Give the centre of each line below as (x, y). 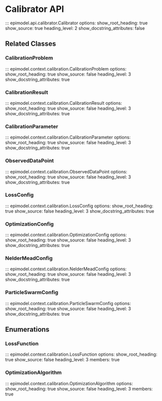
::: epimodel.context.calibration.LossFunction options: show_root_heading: (81, 354)
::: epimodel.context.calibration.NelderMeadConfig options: (66, 269)
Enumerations (27, 330)
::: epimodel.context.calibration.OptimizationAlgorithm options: (69, 383)
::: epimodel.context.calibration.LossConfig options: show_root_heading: (79, 206)
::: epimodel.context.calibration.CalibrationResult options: (64, 103)
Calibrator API (35, 9)
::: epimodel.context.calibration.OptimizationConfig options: (66, 235)
